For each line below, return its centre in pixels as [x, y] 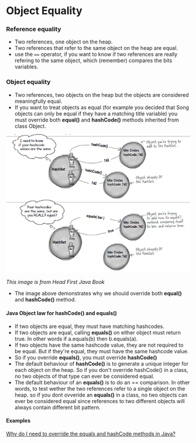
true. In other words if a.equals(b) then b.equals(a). [76, 339]
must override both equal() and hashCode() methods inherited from [97, 120]
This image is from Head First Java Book [56, 282]
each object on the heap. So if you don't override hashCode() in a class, [101, 370]
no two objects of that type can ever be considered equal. [85, 376]
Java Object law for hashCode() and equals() [61, 313]
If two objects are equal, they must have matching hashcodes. [90, 326]
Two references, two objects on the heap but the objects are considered [102, 94]
